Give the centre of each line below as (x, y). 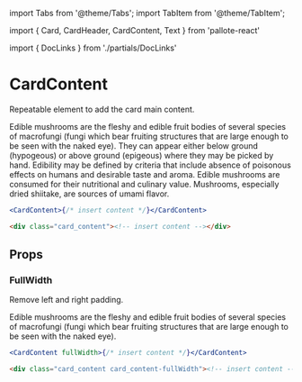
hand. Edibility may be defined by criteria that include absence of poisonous (151, 165)
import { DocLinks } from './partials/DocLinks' (93, 48)
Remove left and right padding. (67, 300)
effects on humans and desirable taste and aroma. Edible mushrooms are (145, 174)
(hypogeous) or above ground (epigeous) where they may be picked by (142, 155)
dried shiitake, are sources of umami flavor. (89, 194)
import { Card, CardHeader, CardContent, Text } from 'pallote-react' (135, 30)
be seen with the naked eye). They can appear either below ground (134, 146)
